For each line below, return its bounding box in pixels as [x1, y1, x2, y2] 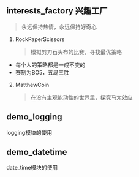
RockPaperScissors [15, 36, 65, 43]
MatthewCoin [15, 81, 50, 88]
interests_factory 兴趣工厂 [6, 6, 108, 17]
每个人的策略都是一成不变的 [15, 61, 86, 69]
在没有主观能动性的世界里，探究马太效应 [30, 94, 133, 101]
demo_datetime [6, 147, 67, 157]
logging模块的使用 [6, 129, 53, 136]
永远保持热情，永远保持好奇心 [21, 23, 97, 31]
